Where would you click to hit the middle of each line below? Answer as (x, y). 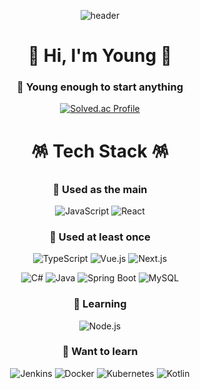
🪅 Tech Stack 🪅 (100, 151)
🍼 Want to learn (100, 352)
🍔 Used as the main (100, 189)
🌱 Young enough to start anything (100, 87)
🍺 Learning (100, 304)
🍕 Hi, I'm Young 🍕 (100, 56)
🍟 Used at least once (100, 237)
